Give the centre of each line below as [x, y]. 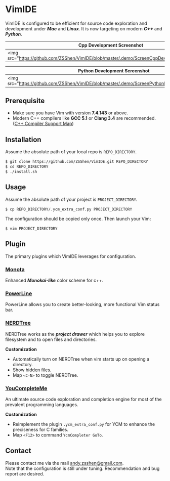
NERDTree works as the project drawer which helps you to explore [75, 334]
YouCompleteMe [26, 388]
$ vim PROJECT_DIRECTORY [31, 229]
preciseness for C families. [40, 429]
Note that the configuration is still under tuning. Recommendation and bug [82, 468]
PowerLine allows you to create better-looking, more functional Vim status [82, 304]
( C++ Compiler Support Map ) [43, 124]
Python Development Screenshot [114, 71]
